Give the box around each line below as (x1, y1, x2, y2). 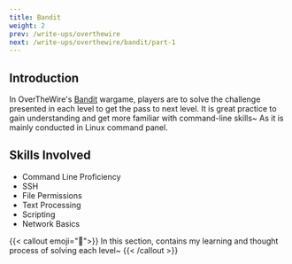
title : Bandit (9, 12, 62, 22)
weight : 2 (9, 21, 46, 30)
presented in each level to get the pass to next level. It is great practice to (9, 104, 277, 114)
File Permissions (21, 190, 82, 200)
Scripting (21, 209, 56, 220)
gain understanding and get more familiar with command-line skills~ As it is (9, 113, 284, 124)
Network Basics (21, 218, 81, 229)
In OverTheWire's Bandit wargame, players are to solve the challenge (9, 94, 261, 105)
